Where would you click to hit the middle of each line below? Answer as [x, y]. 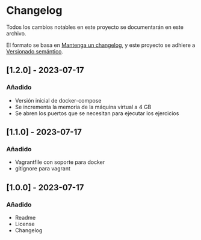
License [25, 224]
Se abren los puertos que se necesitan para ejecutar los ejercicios [97, 113]
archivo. [16, 33]
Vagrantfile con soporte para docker [60, 162]
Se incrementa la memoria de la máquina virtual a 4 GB [83, 107]
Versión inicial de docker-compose [58, 100]
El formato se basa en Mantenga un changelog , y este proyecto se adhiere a [101, 45]
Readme [25, 217]
